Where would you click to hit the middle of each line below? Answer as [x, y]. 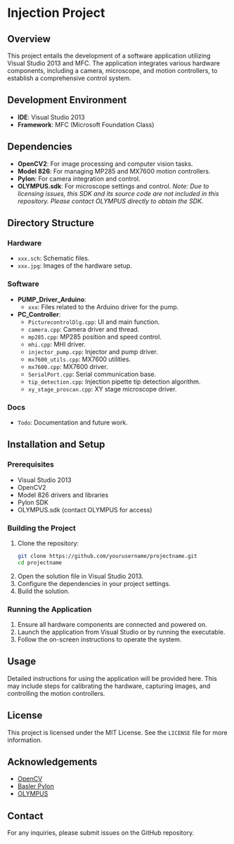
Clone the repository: [48, 543]
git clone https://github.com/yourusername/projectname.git [107, 556]
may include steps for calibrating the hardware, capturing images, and [109, 686]
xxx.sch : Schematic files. [53, 259]
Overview [29, 39]
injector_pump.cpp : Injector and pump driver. [93, 351]
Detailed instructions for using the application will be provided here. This [112, 678]
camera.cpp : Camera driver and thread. [84, 329]
